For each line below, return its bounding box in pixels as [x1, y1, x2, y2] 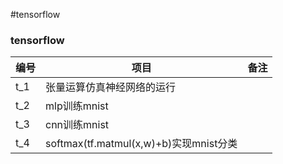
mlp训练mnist [45, 99, 109, 113]
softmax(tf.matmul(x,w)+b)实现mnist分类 [45, 137, 238, 151]
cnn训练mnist [45, 118, 110, 132]
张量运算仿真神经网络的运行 [45, 80, 177, 94]
